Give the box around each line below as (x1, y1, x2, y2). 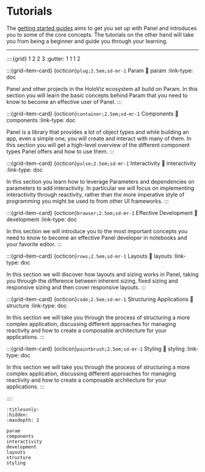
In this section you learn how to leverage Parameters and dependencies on (6, 178, 195, 185)
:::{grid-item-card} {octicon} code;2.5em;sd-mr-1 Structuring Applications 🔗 (6, 295, 194, 303)
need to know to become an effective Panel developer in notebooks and (6, 234, 187, 241)
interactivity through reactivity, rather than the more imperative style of (6, 191, 185, 198)
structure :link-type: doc (6, 302, 67, 309)
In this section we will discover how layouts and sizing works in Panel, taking (6, 270, 199, 278)
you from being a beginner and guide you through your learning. (6, 37, 168, 45)
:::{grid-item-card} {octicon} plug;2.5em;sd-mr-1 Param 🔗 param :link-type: (6, 67, 193, 74)
